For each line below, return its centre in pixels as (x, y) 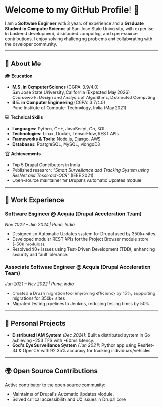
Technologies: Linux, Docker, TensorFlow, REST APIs (65, 133)
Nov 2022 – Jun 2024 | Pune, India (40, 225)
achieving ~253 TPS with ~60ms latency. (53, 340)
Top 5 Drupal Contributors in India (46, 165)
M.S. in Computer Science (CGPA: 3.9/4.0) (55, 87)
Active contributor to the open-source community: (55, 385)
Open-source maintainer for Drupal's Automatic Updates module (77, 180)
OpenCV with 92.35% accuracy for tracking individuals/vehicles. (87, 350)
